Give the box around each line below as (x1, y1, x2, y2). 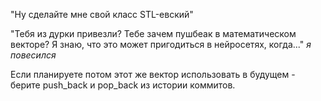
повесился (10, 49, 57, 61)
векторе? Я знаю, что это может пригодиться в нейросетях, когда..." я (10, 39, 312, 50)
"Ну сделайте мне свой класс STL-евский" (10, 9, 194, 20)
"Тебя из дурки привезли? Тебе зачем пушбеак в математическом (10, 28, 297, 39)
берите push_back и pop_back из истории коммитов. (10, 79, 236, 91)
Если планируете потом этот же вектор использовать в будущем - (10, 69, 296, 80)
